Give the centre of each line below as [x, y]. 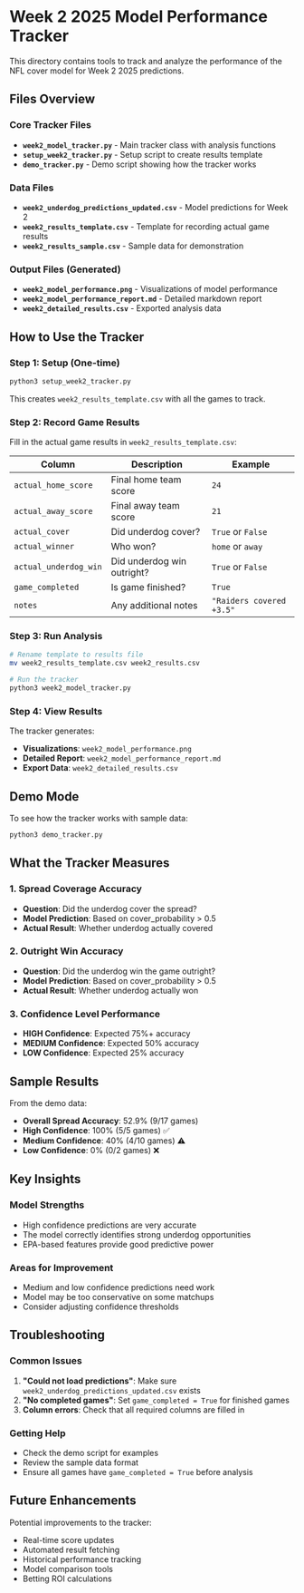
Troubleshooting [57, 1335]
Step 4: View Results [56, 711]
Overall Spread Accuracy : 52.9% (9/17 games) [110, 1121]
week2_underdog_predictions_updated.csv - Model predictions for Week [155, 207]
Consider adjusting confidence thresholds [100, 1306]
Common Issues [46, 1361]
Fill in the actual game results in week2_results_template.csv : [123, 442]
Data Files [32, 188]
